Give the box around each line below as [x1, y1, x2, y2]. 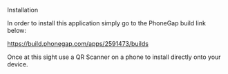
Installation [7, 6, 39, 14]
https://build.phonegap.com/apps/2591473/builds [7, 40, 149, 47]
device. [7, 60, 28, 68]
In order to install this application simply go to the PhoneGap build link [7, 19, 206, 27]
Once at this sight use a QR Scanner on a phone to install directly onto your [7, 53, 221, 61]
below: [7, 27, 26, 34]
